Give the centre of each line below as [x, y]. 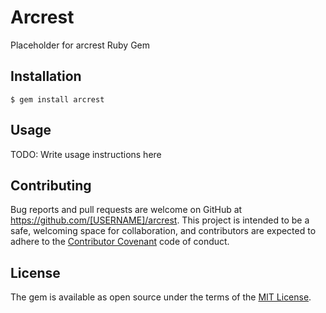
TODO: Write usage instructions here [86, 154]
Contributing [51, 185]
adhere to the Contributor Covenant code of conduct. [120, 242]
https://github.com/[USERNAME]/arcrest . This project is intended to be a [160, 220]
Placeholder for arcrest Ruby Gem [80, 45]
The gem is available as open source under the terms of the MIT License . [161, 297]
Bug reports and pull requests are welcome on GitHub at [126, 210]
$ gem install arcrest [57, 99]
